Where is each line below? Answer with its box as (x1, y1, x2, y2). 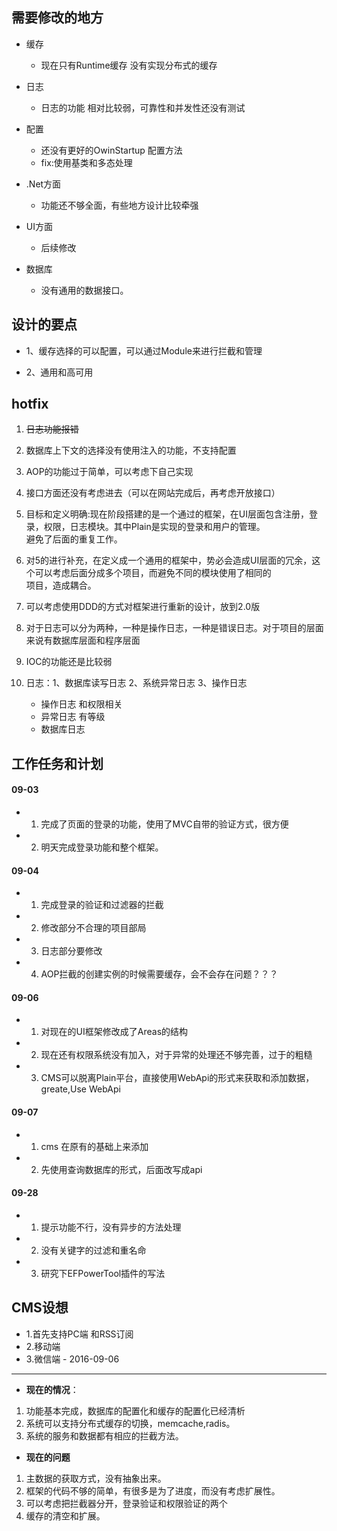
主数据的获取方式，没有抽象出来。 (25, 1472, 167, 1484)
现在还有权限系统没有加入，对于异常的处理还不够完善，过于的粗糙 (40, 1049, 313, 1061)
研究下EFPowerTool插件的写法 (40, 1267, 166, 1279)
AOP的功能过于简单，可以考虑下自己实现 (25, 466, 194, 478)
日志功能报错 (25, 423, 79, 435)
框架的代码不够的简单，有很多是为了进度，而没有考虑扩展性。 (25, 1484, 281, 1497)
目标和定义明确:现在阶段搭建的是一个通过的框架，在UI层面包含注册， (25, 508, 310, 520)
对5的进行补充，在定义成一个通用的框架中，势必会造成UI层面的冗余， (25, 554, 313, 567)
